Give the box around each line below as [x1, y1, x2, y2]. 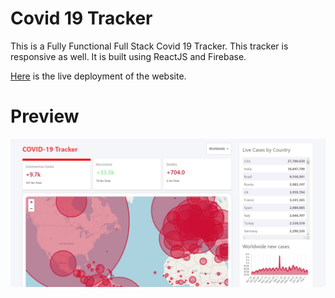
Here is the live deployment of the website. [10, 70, 187, 82]
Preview [10, 105, 80, 128]
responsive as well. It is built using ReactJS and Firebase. [10, 50, 247, 62]
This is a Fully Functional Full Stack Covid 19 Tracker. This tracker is [10, 40, 289, 52]
